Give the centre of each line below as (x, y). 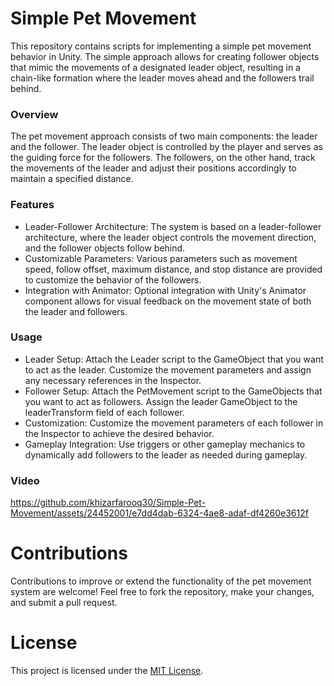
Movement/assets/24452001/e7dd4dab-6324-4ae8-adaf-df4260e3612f (159, 513)
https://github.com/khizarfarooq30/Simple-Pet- (108, 503)
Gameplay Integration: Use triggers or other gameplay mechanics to (165, 444)
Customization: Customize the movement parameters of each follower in (174, 423)
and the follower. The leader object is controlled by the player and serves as (166, 147)
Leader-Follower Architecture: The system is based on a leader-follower (173, 226)
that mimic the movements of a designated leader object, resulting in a (155, 67)
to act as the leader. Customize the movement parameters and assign (168, 369)
